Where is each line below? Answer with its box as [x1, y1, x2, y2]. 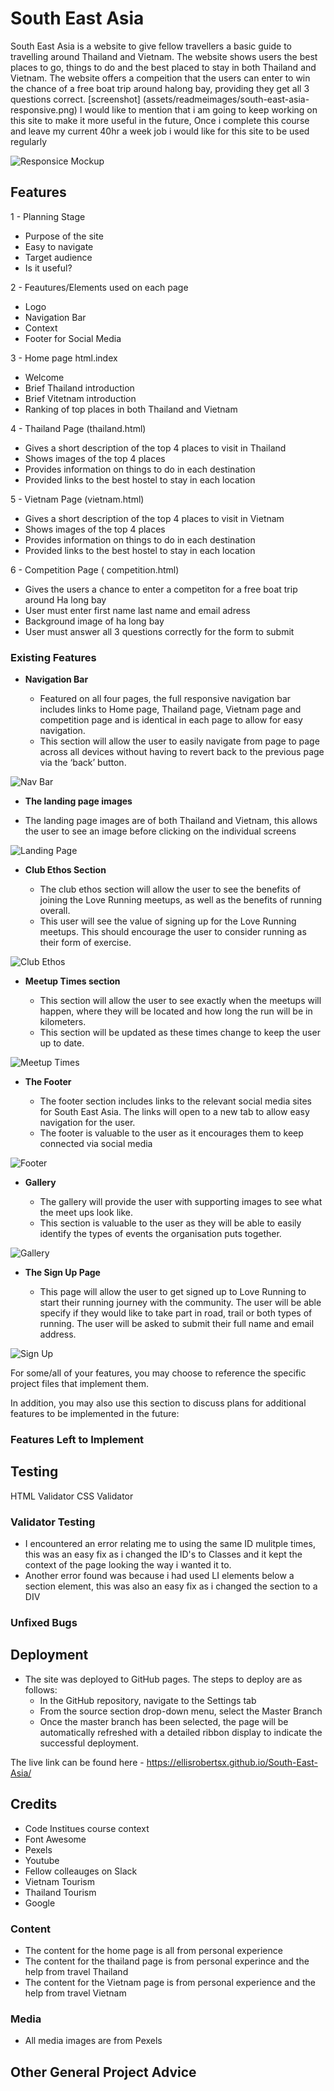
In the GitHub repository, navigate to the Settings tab [39, 1694, 257, 1706]
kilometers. [39, 1016, 87, 1028]
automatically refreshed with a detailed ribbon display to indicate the [39, 1726, 323, 1738]
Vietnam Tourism [24, 1875, 95, 1887]
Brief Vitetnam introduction [24, 392, 137, 404]
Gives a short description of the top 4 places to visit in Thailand [24, 442, 287, 454]
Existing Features [10, 650, 97, 664]
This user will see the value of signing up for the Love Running [39, 915, 297, 927]
